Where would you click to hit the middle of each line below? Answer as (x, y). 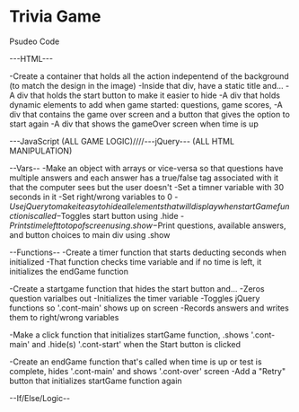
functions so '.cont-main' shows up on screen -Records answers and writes (149, 308)
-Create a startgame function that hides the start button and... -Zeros (137, 288)
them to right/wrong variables (64, 317)
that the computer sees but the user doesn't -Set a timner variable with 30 (147, 187)
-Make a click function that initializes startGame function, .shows (129, 335)
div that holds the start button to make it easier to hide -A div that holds (149, 95)
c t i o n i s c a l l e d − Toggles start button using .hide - (97, 215)
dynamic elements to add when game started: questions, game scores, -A (146, 104)
